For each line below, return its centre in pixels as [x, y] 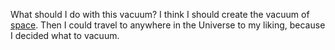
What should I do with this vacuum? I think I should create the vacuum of [160, 14]
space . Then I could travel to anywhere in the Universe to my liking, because [168, 25]
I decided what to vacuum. [65, 35]
